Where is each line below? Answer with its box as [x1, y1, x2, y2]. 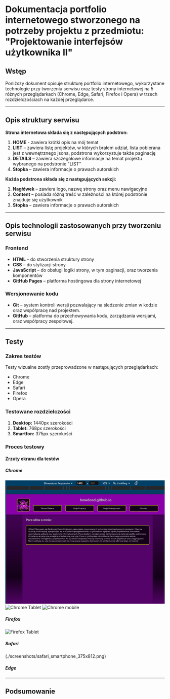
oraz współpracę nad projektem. [12, 307, 80, 313]
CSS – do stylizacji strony [12, 261, 66, 267]
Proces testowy [5, 443, 45, 450]
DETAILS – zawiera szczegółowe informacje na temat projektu [12, 155, 143, 161]
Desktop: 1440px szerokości [12, 420, 73, 426]
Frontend [5, 244, 28, 252]
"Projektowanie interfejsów [5, 36, 123, 48]
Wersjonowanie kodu [5, 290, 59, 297]
